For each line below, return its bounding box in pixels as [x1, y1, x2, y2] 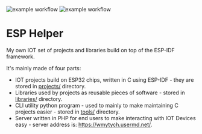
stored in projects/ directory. [14, 82, 86, 90]
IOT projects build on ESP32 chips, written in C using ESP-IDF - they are [14, 76, 194, 84]
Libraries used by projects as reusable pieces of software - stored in [14, 89, 185, 96]
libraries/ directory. [14, 95, 63, 102]
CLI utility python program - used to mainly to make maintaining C [14, 102, 179, 109]
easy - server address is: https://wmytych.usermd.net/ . [14, 121, 153, 128]
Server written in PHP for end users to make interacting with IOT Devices [14, 114, 196, 121]
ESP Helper [6, 27, 64, 40]
